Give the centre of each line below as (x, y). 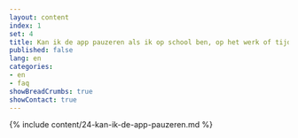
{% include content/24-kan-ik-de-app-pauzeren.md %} (111, 125)
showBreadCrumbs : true (51, 91)
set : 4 (21, 34)
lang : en (25, 58)
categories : (31, 67)
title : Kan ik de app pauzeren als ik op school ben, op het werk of (141, 42)
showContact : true (43, 100)
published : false (41, 50)
